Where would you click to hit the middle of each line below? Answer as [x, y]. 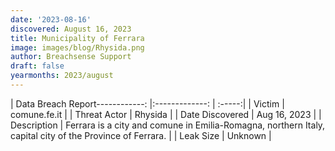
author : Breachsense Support [71, 57]
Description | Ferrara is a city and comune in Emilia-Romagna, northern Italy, [168, 125]
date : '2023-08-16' [51, 19]
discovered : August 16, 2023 [71, 29]
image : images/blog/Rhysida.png [77, 47]
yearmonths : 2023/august [62, 76]
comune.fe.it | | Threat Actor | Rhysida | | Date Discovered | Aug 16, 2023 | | [166, 114]
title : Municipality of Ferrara [77, 38]
